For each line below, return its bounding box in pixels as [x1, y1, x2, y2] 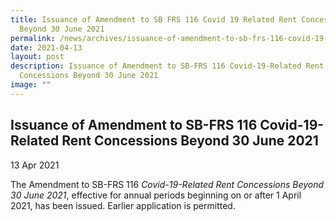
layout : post [10, 52, 65, 62]
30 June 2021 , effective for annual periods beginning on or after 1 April [10, 189, 302, 201]
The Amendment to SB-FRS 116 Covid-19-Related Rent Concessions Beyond [10, 178, 325, 190]
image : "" [10, 80, 52, 90]
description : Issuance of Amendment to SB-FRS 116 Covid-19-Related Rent [10, 61, 325, 71]
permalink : [10, 33, 56, 43]
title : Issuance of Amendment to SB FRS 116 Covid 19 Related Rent [10, 14, 298, 25]
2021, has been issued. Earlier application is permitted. [10, 199, 236, 211]
